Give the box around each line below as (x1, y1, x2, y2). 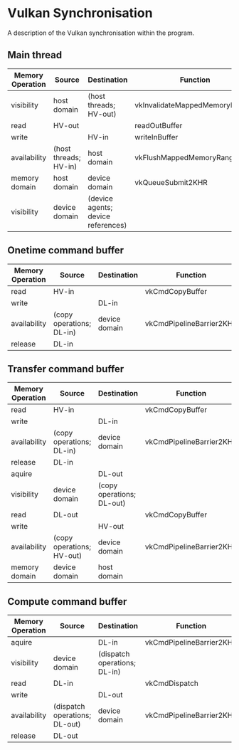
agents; (87, 202, 113, 212)
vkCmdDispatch (144, 678, 199, 688)
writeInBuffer (134, 132, 179, 142)
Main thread (7, 49, 63, 61)
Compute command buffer (7, 596, 127, 608)
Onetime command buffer (7, 244, 124, 257)
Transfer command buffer (7, 363, 124, 375)
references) (87, 220, 127, 230)
